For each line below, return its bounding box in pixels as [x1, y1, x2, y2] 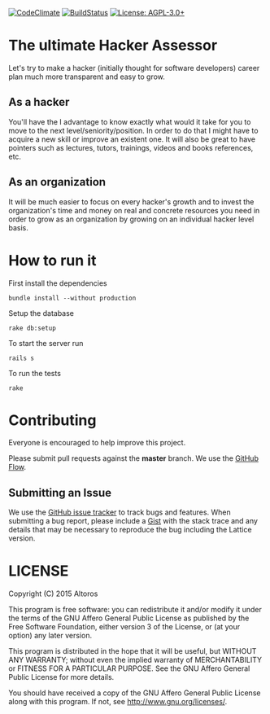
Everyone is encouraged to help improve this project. [8, 438, 186, 448]
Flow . [8, 462, 27, 472]
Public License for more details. [8, 672, 115, 682]
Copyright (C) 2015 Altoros [8, 589, 98, 598]
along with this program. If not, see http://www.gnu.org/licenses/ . [8, 697, 228, 707]
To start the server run [8, 338, 84, 348]
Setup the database [8, 308, 75, 318]
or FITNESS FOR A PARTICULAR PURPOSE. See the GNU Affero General [8, 664, 250, 673]
